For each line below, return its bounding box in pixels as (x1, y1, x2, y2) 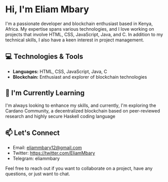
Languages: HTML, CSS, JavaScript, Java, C (12, 68, 107, 75)
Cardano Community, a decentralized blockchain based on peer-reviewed (5, 107, 160, 113)
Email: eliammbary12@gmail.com (12, 145, 82, 151)
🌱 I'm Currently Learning (5, 88, 85, 98)
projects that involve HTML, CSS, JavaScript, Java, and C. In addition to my (5, 31, 163, 37)
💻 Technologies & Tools (5, 52, 83, 61)
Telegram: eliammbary (12, 155, 60, 162)
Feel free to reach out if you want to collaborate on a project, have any (5, 165, 153, 172)
